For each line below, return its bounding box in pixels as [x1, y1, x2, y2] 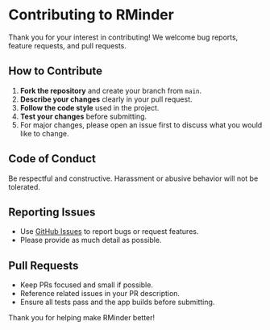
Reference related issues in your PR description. [19, 289, 180, 299]
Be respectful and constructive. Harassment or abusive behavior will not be [8, 173, 259, 183]
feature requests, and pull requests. [8, 40, 127, 50]
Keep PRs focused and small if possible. [19, 280, 153, 290]
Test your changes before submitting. [19, 111, 147, 121]
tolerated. [8, 182, 40, 191]
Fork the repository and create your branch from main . [19, 86, 202, 95]
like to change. [19, 128, 70, 138]
